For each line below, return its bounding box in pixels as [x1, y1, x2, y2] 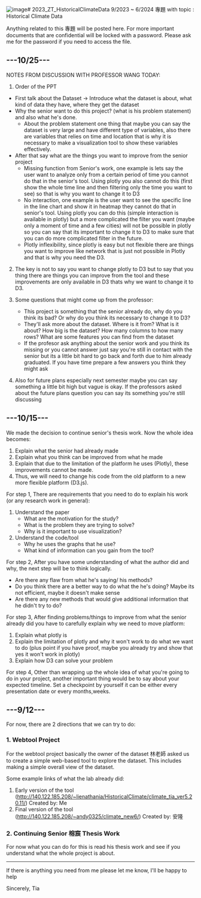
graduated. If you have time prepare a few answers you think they [23, 358, 187, 366]
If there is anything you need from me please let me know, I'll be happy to [6, 867, 187, 874]
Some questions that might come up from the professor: [14, 296, 154, 303]
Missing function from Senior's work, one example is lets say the [23, 164, 184, 171]
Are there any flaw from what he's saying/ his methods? [14, 576, 153, 583]
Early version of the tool [14, 786, 74, 794]
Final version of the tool [14, 806, 74, 813]
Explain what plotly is [14, 631, 68, 638]
